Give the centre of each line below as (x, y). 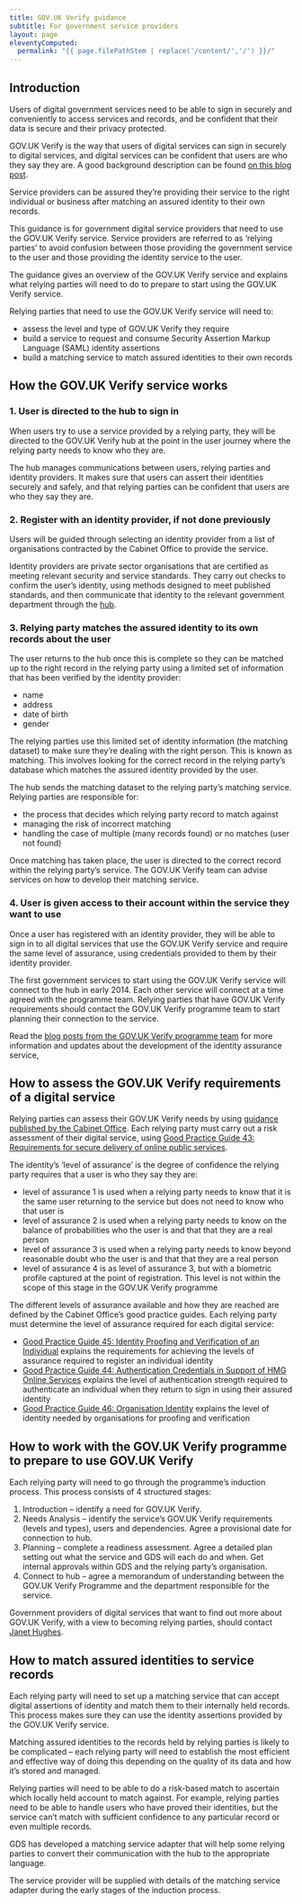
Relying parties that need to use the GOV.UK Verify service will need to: (142, 311)
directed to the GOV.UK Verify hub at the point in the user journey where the (150, 440)
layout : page (34, 34)
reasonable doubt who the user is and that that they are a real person (151, 1259)
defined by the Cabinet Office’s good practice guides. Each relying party (143, 1314)
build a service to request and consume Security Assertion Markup (147, 338)
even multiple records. (51, 1826)
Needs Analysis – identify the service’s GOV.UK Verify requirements (147, 1519)
